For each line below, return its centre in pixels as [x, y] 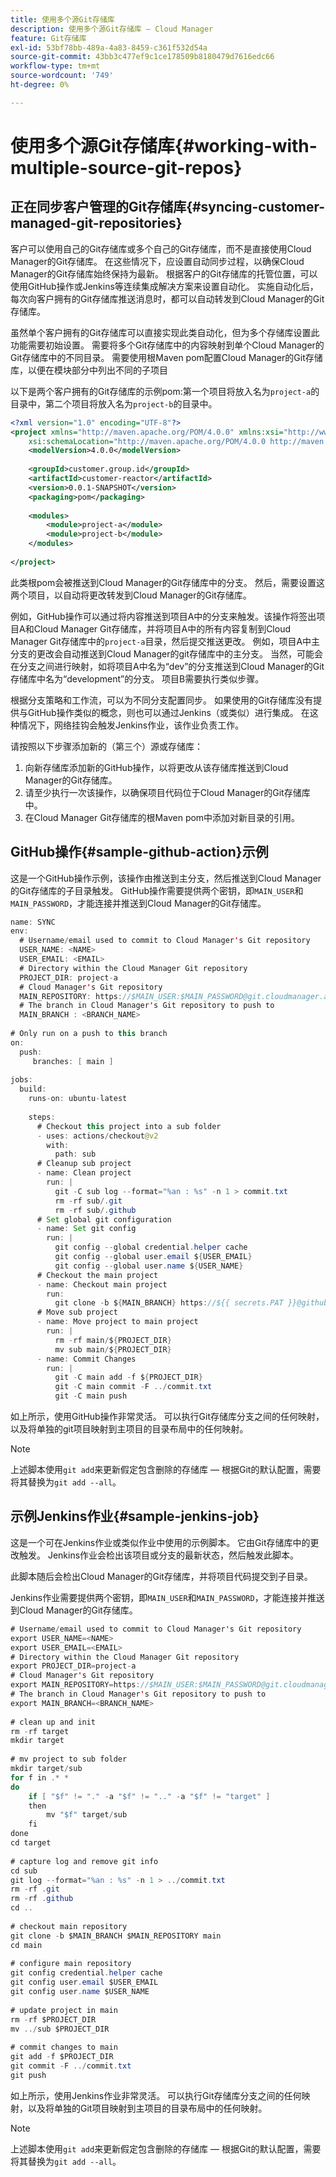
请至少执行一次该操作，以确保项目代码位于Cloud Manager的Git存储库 [167, 792]
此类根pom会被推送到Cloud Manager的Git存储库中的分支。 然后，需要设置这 [168, 582]
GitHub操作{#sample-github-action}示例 [139, 852]
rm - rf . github [42, 1899]
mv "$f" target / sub [87, 1815]
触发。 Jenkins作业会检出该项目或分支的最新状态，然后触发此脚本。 [159, 1555]
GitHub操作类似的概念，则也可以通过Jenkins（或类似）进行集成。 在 [168, 712]
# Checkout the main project [97, 1275]
